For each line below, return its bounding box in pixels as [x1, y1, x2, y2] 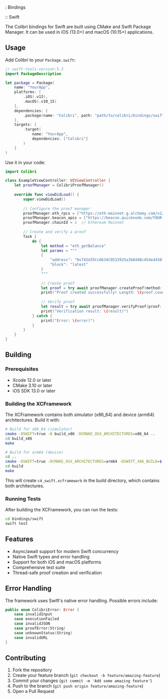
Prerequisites [5, 366, 38, 373]
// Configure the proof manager [23, 206, 91, 211]
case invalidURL [14, 635, 48, 640]
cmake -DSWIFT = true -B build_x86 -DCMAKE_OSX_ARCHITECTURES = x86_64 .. [5, 431, 155, 436]
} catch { [31, 313, 52, 318]
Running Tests [5, 495, 41, 502]
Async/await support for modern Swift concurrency [12, 548, 119, 554]
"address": [49, 257, 72, 262]
